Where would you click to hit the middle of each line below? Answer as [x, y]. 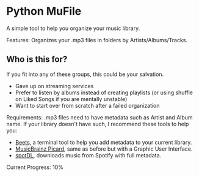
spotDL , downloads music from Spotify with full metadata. [88, 155]
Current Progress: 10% [35, 167]
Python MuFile [44, 11]
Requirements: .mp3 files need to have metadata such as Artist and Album [100, 117]
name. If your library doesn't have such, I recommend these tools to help [98, 124]
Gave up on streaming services [54, 86]
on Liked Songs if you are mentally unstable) [71, 99]
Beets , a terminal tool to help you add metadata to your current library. [103, 142]
